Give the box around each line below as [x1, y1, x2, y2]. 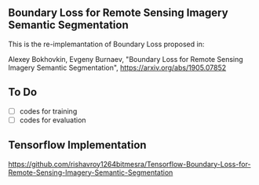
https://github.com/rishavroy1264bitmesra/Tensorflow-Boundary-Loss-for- [8, 159, 251, 169]
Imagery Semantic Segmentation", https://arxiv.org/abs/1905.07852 [8, 63, 227, 72]
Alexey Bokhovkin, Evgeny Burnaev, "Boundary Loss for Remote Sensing [8, 54, 243, 63]
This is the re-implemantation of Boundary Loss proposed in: [8, 39, 205, 49]
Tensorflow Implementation [8, 139, 147, 152]
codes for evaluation [19, 115, 86, 125]
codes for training [19, 106, 78, 116]
